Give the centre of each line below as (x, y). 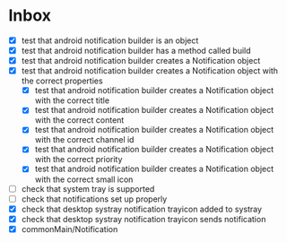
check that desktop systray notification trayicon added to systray (141, 209)
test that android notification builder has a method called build (136, 51)
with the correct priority (78, 160)
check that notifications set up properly (94, 199)
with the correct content (79, 120)
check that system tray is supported (88, 188)
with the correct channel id (84, 140)
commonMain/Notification (70, 229)
